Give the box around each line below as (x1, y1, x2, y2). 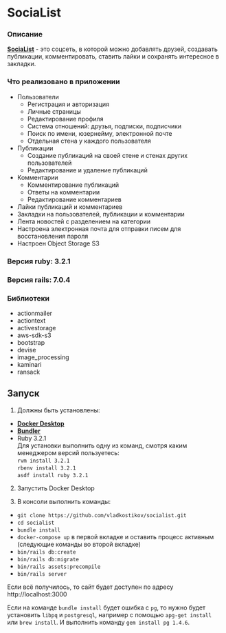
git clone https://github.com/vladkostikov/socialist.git (16, 512, 187, 519)
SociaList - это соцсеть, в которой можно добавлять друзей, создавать (7, 45, 218, 53)
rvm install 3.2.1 (16, 457, 70, 464)
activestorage (16, 323, 56, 332)
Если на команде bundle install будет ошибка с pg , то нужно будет (7, 603, 206, 612)
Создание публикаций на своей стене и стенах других (27, 151, 188, 159)
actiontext (16, 316, 46, 325)
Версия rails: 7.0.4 (7, 274, 71, 284)
